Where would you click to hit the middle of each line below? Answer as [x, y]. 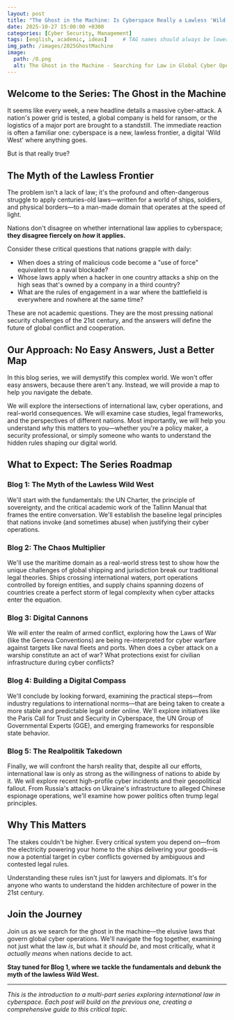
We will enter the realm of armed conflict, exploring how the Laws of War [112, 633]
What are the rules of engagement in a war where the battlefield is [112, 292]
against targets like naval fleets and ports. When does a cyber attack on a [113, 648]
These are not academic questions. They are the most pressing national [110, 313]
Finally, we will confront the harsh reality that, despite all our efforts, [105, 766]
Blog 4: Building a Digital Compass [67, 680]
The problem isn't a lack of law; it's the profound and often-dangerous [108, 192]
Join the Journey [45, 914]
